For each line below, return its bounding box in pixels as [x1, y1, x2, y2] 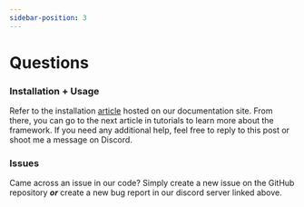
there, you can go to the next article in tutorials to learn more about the [9, 115, 274, 126]
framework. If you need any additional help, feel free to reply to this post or [9, 124, 290, 136]
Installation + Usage [9, 84, 100, 97]
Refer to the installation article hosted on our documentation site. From [9, 105, 274, 116]
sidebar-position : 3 [9, 13, 88, 23]
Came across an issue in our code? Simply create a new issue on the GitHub [9, 178, 295, 189]
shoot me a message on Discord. [9, 134, 133, 145]
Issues [9, 157, 40, 170]
